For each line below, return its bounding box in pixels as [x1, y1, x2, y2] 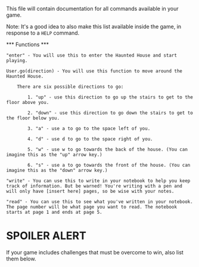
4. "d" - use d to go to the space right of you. [27, 136, 153, 142]
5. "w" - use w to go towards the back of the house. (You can [27, 146, 188, 152]
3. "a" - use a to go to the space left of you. [27, 125, 151, 131]
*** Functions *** [6, 41, 49, 48]
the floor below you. [6, 115, 60, 121]
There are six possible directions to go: [17, 84, 124, 90]
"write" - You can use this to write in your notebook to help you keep [6, 178, 191, 184]
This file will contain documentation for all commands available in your [6, 5, 179, 12]
